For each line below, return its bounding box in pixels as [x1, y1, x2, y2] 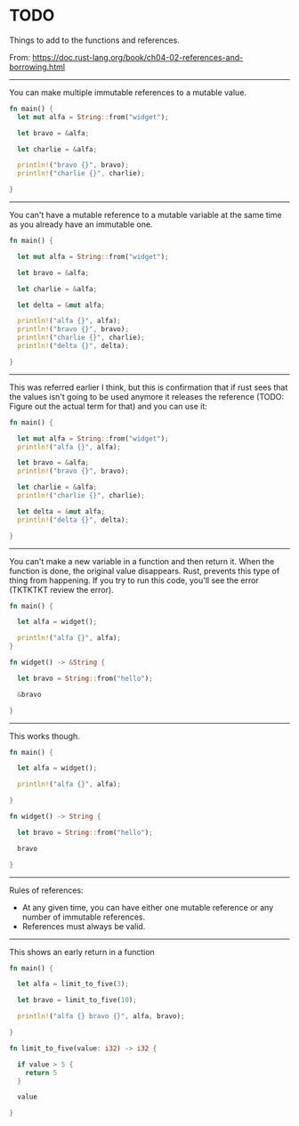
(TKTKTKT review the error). [9, 584, 114, 595]
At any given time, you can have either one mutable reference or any [21, 902, 274, 912]
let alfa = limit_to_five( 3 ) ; [17, 980, 129, 989]
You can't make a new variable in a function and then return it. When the [9, 555, 275, 566]
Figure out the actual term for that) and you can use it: [9, 401, 207, 411]
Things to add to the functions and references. [9, 35, 180, 45]
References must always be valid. [21, 920, 146, 931]
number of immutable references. [21, 911, 146, 922]
